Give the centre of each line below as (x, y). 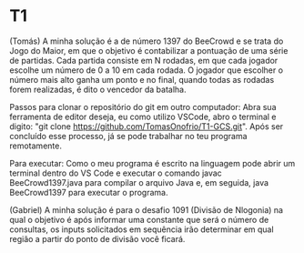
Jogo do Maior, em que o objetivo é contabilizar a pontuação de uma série (149, 50)
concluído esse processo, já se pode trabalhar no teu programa (128, 136)
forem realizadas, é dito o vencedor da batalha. (98, 89)
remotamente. (35, 146)
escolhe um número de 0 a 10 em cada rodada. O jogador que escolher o (147, 70)
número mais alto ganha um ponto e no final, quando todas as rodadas (142, 79)
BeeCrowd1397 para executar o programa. (89, 192)
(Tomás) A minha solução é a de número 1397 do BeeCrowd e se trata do (147, 41)
